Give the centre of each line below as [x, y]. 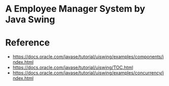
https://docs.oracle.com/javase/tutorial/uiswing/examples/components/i [88, 57]
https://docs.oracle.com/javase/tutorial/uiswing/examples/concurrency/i [88, 73]
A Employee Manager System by [75, 9]
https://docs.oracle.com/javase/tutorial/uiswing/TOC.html [73, 68]
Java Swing [30, 19]
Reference [27, 43]
